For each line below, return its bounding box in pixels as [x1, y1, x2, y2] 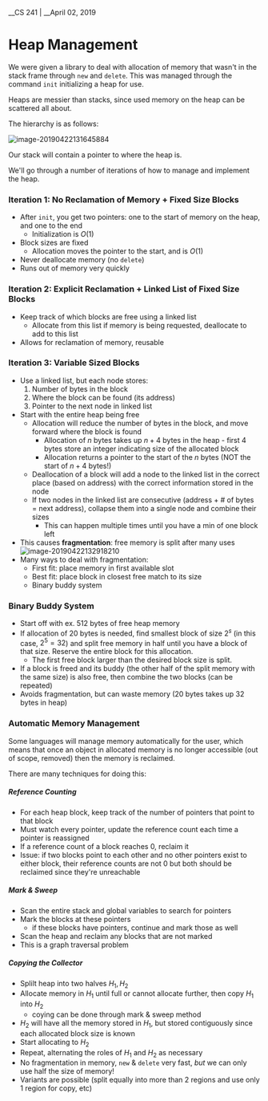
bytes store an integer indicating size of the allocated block [43, 444, 239, 453]
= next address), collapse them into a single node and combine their [31, 503, 257, 513]
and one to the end [19, 221, 82, 230]
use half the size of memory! [19, 1066, 114, 1076]
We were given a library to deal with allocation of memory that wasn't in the [8, 62, 258, 71]
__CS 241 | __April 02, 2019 [8, 8, 96, 17]
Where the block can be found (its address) [31, 392, 176, 402]
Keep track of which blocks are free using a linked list [19, 311, 198, 321]
